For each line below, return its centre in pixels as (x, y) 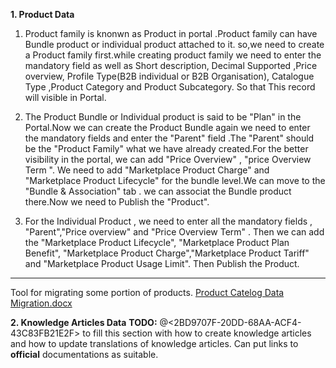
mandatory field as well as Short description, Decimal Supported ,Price (171, 65)
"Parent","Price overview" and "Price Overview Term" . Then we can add (174, 232)
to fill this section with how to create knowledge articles (197, 333)
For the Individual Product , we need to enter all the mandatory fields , (168, 221)
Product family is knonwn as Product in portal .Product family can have (171, 33)
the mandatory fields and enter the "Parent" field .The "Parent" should (169, 138)
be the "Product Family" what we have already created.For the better (166, 148)
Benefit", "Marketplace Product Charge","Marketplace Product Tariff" (167, 253)
